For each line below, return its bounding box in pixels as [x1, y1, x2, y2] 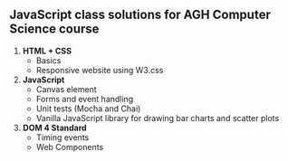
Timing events [35, 131, 90, 143]
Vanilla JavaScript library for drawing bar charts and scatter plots [35, 112, 280, 123]
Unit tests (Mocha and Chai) [35, 103, 141, 114]
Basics [35, 54, 62, 66]
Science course [9, 22, 100, 37]
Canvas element [35, 83, 97, 94]
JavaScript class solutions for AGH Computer [9, 7, 272, 23]
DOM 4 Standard [22, 122, 88, 133]
